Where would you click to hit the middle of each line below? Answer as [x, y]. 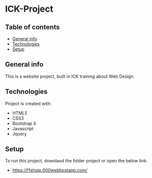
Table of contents [32, 27]
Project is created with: [28, 103]
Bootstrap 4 [24, 123]
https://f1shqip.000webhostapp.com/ [50, 170]
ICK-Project [29, 9]
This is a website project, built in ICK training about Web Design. [70, 76]
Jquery [19, 133]
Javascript [23, 129]
